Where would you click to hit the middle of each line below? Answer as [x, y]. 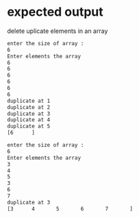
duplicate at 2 [29, 107]
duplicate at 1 [29, 101]
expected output [55, 12]
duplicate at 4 [29, 120]
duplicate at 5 [29, 126]
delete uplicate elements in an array [58, 31]
